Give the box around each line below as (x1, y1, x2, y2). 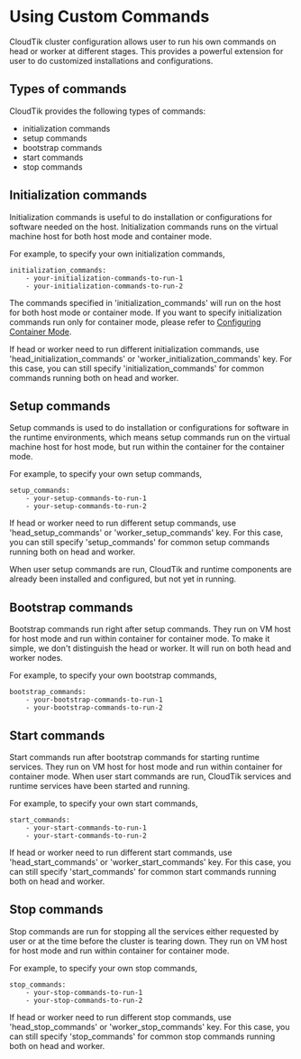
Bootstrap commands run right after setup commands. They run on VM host (9, 624, 291, 635)
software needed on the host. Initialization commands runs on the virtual (9, 221, 278, 232)
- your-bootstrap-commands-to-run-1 (25, 695, 164, 705)
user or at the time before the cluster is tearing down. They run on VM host (9, 935, 287, 946)
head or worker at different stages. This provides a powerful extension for (9, 45, 284, 56)
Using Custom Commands (9, 6, 210, 27)
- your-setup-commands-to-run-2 (25, 502, 147, 511)
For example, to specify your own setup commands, (9, 469, 203, 479)
